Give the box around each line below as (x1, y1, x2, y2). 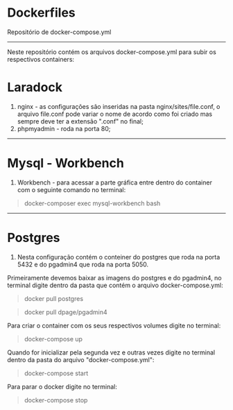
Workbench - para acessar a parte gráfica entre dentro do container (17, 178, 213, 187)
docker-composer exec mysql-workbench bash (24, 199, 161, 207)
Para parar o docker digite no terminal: (7, 382, 118, 391)
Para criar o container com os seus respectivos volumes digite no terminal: (7, 321, 221, 330)
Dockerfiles (7, 5, 76, 21)
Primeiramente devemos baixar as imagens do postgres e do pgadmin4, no (7, 273, 222, 282)
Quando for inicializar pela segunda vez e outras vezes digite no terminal (7, 348, 216, 357)
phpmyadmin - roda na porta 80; (17, 124, 111, 133)
